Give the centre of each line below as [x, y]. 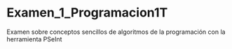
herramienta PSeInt [34, 39]
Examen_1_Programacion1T [87, 13]
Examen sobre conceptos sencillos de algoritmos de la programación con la [116, 32]
